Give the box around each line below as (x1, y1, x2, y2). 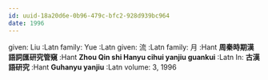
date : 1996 (8, 19, 45, 27)
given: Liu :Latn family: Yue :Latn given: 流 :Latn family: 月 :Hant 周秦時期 (8, 42, 248, 52)
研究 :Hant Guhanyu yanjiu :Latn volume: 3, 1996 (14, 62, 178, 72)
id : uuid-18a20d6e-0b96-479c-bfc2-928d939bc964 (8, 11, 170, 20)
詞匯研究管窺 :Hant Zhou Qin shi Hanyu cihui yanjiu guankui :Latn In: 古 (14, 52, 254, 62)
